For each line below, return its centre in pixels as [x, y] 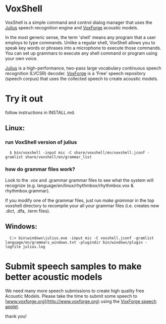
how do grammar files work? [40, 169]
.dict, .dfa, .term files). [28, 211]
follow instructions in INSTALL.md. [40, 112]
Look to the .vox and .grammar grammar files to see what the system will [79, 180]
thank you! [16, 316]
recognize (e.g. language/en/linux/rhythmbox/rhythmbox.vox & [69, 185]
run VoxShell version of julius [41, 142]
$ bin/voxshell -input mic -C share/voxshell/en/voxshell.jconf [77, 153]
